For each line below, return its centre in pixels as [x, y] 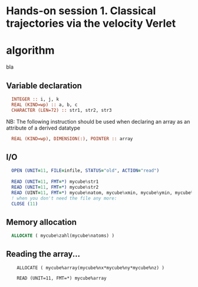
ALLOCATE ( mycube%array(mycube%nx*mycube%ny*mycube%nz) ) [91, 267]
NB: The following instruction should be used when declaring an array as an [98, 121]
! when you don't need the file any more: [64, 198]
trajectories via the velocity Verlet [91, 23]
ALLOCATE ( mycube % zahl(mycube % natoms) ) [63, 236]
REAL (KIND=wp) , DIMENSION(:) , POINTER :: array [72, 138]
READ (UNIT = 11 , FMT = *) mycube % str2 [55, 187]
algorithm [30, 51]
